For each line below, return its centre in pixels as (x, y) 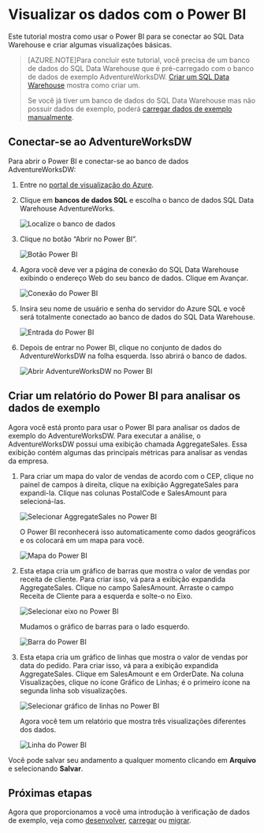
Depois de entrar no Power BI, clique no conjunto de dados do (121, 347)
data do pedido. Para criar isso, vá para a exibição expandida (119, 665)
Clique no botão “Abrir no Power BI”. (78, 239)
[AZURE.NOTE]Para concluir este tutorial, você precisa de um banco (139, 60)
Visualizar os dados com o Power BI (127, 15)
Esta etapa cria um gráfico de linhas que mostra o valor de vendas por (134, 657)
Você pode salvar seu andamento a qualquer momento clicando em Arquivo (132, 760)
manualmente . (51, 117)
